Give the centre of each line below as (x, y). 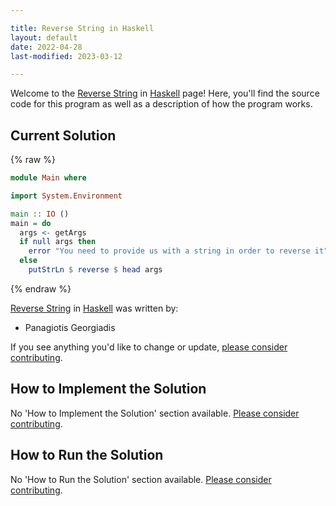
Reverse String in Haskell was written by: (94, 308)
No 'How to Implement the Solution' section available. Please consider (155, 413)
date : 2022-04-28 (46, 47)
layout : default (44, 37)
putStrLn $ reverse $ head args (95, 270)
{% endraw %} (41, 288)
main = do (31, 223)
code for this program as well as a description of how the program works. (161, 104)
